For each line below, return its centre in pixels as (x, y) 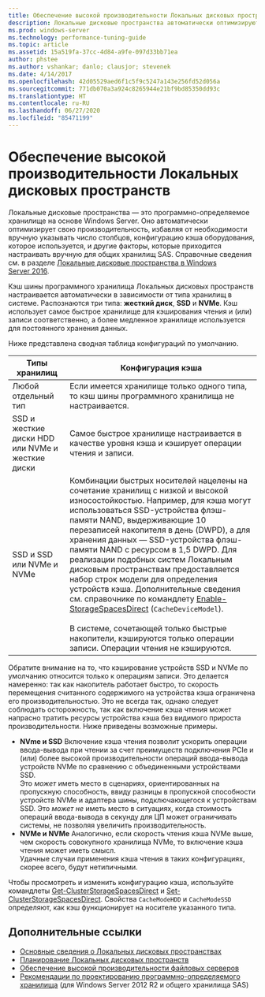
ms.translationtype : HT (47, 96)
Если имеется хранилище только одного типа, (159, 385)
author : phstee (33, 60)
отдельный (33, 396)
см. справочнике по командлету (132, 598)
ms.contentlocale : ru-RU (49, 103)
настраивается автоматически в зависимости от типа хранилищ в (120, 294)
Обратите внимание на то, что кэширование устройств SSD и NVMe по (128, 668)
